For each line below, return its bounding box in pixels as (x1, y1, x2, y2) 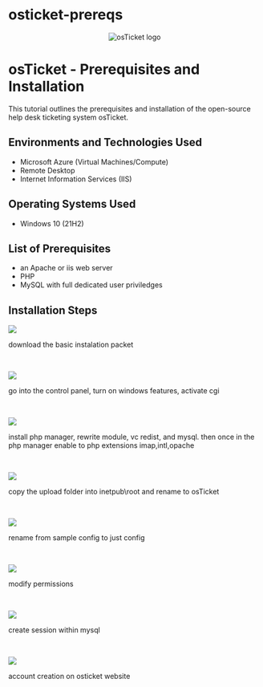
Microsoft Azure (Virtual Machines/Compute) (19, 157, 169, 166)
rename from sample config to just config (8, 533, 146, 543)
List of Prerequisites (8, 242, 111, 255)
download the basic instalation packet (8, 339, 134, 350)
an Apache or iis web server (19, 263, 114, 273)
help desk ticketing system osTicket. (8, 112, 129, 122)
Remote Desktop (19, 165, 75, 175)
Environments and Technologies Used (8, 136, 203, 149)
